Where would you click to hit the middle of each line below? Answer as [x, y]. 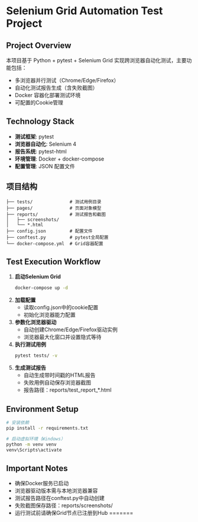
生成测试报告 [30, 368]
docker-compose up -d [41, 288]
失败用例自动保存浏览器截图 [57, 383]
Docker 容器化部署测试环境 [48, 95]
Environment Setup [42, 409]
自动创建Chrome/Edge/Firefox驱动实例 [71, 329]
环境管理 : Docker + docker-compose [59, 159]
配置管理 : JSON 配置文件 [45, 166]
